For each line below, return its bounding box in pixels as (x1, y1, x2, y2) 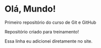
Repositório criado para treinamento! (4, 29, 79, 34)
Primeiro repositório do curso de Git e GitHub (4, 19, 97, 25)
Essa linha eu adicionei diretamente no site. (4, 38, 93, 44)
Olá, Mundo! (4, 3, 56, 15)
